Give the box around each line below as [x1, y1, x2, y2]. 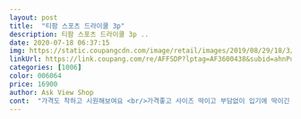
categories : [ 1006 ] [9, 64, 82, 72]
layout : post [9, 13, 58, 22]
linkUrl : [9, 55, 42, 64]
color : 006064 [9, 72, 63, 81]
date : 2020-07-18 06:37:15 [9, 38, 110, 47]
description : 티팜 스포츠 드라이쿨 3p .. [9, 30, 150, 38]
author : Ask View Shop [9, 88, 94, 97]
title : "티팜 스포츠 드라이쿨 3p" [9, 21, 125, 30]
